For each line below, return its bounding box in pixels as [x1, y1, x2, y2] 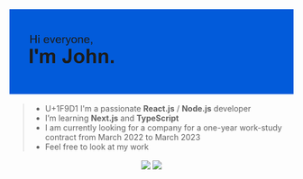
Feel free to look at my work [44, 141, 150, 152]
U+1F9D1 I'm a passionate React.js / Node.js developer [44, 103, 252, 114]
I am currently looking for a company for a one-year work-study [44, 122, 282, 133]
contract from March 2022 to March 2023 [44, 132, 201, 143]
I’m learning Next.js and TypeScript [44, 112, 179, 124]
